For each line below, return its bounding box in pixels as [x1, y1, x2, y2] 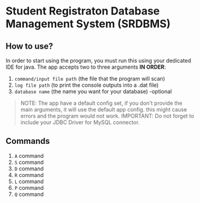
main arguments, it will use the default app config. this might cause [20, 106, 187, 113]
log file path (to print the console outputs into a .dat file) [14, 81, 159, 89]
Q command [14, 190, 44, 198]
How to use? [5, 41, 54, 51]
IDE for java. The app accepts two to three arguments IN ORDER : [5, 63, 166, 70]
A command [14, 152, 44, 159]
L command [14, 178, 44, 185]
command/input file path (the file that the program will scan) [14, 75, 165, 82]
